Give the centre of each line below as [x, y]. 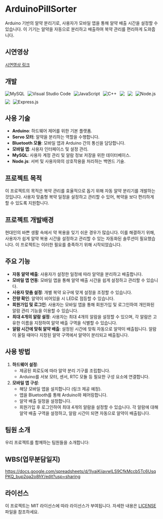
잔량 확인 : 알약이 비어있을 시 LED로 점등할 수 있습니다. [63, 298]
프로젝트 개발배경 [29, 220]
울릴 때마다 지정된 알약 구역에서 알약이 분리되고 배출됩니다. [73, 335]
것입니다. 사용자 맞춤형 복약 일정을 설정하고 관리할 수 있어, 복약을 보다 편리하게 [80, 197]
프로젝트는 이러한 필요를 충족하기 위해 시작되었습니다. [71, 245]
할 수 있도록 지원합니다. [27, 203]
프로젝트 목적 [24, 178]
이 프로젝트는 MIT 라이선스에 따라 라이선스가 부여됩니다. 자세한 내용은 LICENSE [81, 506]
